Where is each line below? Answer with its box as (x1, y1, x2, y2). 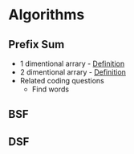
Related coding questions (19, 76, 104, 85)
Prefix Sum (8, 38, 65, 51)
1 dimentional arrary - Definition (19, 59, 125, 68)
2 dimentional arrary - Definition (19, 67, 127, 77)
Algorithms (8, 6, 85, 24)
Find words (31, 84, 70, 94)
